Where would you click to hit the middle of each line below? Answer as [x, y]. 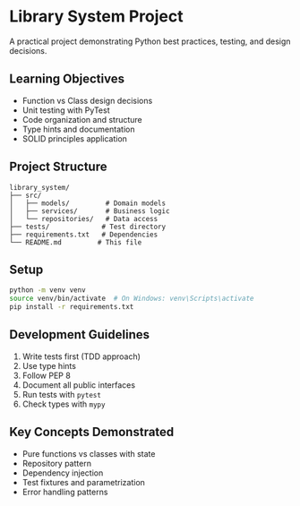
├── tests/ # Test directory [88, 227]
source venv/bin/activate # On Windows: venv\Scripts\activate [132, 299]
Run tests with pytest [61, 394]
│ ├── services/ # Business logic [90, 211]
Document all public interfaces [79, 385]
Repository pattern [57, 463]
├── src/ [26, 195]
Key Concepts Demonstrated [92, 432]
